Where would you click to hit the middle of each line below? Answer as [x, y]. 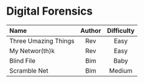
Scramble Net [29, 70]
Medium [121, 70]
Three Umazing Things [42, 41]
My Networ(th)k [32, 51]
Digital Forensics [50, 11]
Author [91, 31]
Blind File [22, 60]
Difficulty [121, 31]
